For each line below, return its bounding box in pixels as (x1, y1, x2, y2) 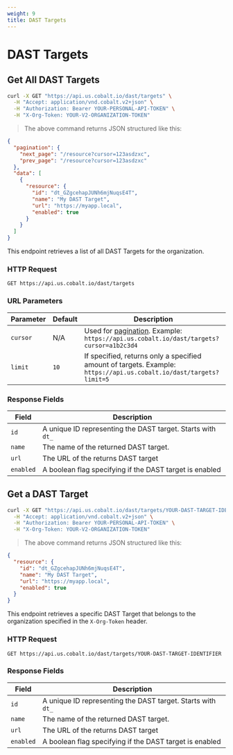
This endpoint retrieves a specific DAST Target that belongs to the (7, 610, 196, 618)
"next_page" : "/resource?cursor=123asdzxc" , (19, 151, 150, 158)
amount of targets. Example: (84, 359, 176, 369)
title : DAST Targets (7, 17, 67, 24)
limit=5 (84, 375, 110, 383)
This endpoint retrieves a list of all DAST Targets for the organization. (7, 247, 205, 255)
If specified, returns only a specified (84, 351, 202, 361)
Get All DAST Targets (7, 74, 100, 86)
